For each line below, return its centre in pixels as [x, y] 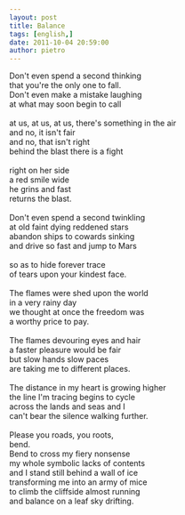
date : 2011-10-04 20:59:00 [59, 42]
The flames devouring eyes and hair [75, 341]
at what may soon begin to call [65, 104]
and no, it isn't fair [42, 133]
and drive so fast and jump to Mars [73, 246]
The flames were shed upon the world [79, 294]
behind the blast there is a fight [66, 151]
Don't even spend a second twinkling [77, 218]
